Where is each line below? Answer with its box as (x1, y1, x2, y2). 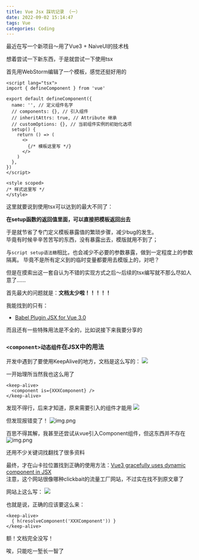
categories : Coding (6, 25, 55, 32)
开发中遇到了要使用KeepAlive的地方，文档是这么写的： (6, 357, 141, 365)
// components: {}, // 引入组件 (11, 109, 88, 115)
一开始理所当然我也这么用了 (6, 370, 75, 378)
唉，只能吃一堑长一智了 (6, 547, 64, 555)
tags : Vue (6, 20, 31, 26)
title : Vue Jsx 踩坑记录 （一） (6, 8, 81, 15)
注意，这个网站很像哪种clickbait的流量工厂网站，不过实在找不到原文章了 (6, 475, 184, 483)
